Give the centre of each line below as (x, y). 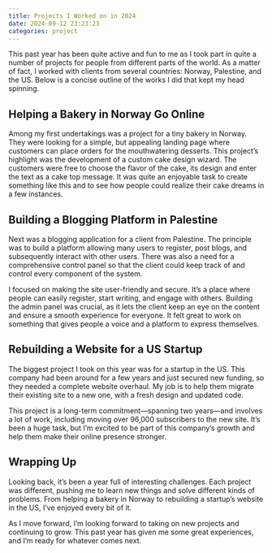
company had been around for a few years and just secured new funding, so (136, 378)
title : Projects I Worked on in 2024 (72, 16)
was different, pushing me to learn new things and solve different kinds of (132, 490)
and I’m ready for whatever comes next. (75, 540)
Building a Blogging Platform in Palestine (113, 220)
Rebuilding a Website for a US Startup (106, 350)
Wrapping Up (43, 462)
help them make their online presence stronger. (88, 436)
